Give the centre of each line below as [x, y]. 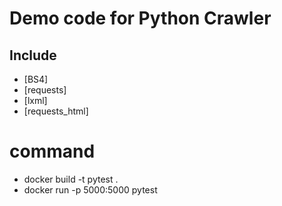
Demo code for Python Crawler [140, 18]
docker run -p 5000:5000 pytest [90, 189]
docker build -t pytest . [71, 179]
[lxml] [35, 100]
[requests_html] [56, 111]
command [52, 151]
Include [33, 55]
